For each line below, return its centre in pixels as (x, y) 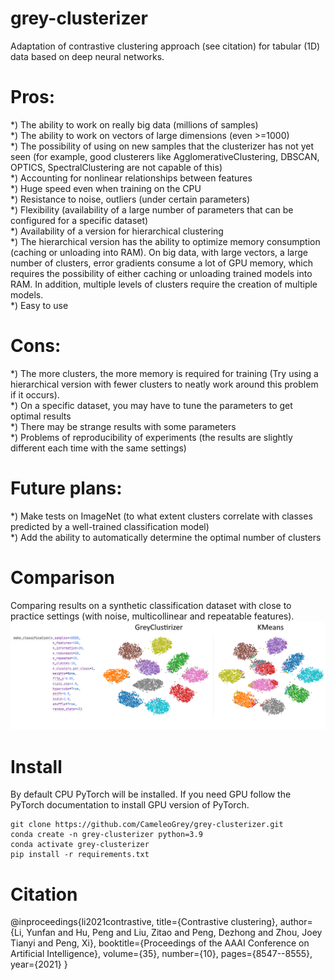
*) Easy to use (39, 305)
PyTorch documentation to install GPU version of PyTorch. (130, 805)
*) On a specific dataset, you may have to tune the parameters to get (151, 405)
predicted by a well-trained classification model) (110, 526)
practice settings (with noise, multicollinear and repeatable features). (152, 616)
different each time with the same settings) (98, 448)
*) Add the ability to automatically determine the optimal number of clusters (166, 537)
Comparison (63, 577)
